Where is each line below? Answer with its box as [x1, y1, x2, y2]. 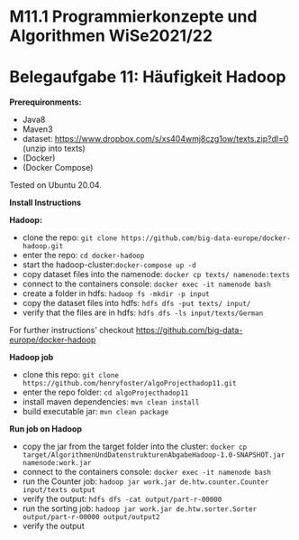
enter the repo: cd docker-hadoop [22, 250, 145, 261]
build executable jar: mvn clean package [22, 406, 169, 417]
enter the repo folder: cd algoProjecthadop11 [22, 386, 189, 398]
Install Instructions [9, 197, 82, 209]
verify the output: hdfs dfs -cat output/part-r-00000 [22, 494, 222, 505]
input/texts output [22, 486, 96, 495]
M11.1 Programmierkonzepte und [9, 6, 258, 27]
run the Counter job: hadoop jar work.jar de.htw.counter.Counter [22, 476, 269, 487]
